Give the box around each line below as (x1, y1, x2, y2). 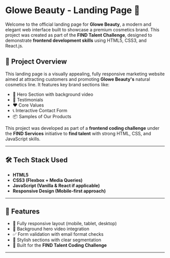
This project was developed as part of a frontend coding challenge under (5, 125, 160, 131)
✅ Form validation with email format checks (12, 231, 104, 237)
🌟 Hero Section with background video (12, 91, 94, 97)
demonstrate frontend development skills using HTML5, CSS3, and (5, 37, 147, 43)
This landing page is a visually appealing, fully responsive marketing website (5, 71, 165, 77)
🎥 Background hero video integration (12, 226, 90, 232)
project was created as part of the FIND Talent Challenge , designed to (5, 32, 153, 38)
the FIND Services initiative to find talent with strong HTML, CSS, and (5, 130, 151, 136)
